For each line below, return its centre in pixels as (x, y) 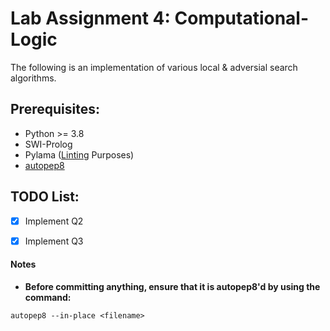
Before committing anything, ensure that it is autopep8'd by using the (172, 286)
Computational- (242, 18)
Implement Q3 (54, 241)
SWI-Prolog (48, 144)
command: (48, 297)
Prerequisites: (55, 109)
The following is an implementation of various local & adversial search (154, 67)
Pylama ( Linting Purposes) (79, 154)
